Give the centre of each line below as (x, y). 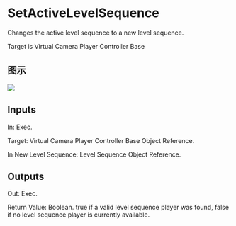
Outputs (26, 176)
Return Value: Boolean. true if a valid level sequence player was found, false (118, 208)
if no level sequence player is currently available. (79, 215)
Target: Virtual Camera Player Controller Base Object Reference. (101, 140)
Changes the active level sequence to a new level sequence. (96, 33)
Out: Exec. (22, 193)
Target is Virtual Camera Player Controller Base (76, 46)
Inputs (22, 110)
